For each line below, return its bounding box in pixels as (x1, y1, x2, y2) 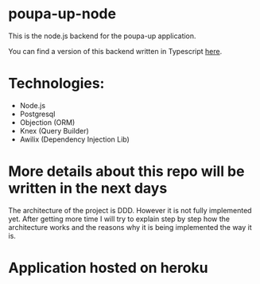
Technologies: (8, 75, 105, 92)
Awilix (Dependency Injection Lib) (19, 134, 130, 144)
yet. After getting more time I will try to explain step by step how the (8, 214, 231, 224)
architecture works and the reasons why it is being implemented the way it (8, 222, 252, 231)
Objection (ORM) (19, 117, 76, 127)
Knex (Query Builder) (19, 126, 89, 135)
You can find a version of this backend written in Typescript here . (8, 46, 223, 56)
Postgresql (19, 109, 56, 119)
